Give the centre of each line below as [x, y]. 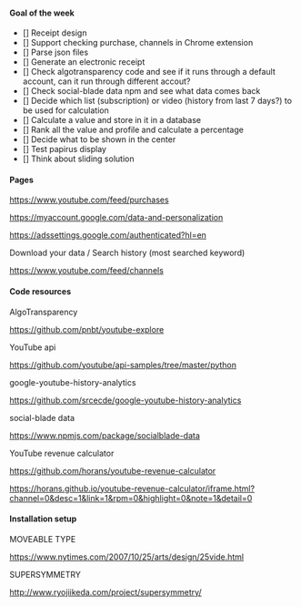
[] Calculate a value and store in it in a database [112, 120]
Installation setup [43, 519]
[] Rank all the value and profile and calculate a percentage [133, 130]
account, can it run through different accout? [106, 81]
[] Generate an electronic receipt [84, 62]
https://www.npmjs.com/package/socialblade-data [105, 435]
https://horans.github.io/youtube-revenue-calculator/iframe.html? [132, 489]
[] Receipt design [55, 33]
